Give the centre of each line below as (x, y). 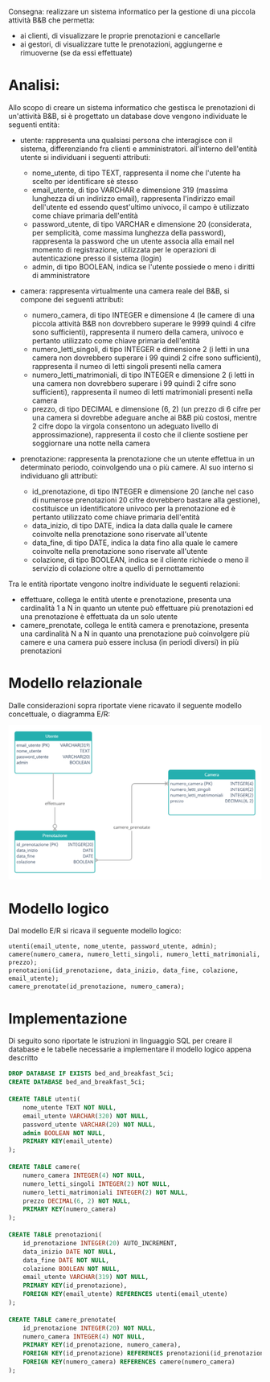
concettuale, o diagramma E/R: (59, 714)
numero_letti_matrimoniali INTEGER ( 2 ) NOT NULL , (106, 1192)
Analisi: (34, 86)
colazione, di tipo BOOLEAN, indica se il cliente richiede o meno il (140, 560)
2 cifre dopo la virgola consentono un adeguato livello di (125, 426)
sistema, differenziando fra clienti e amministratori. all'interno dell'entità (139, 149)
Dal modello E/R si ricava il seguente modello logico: (95, 931)
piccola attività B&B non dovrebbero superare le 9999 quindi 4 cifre (143, 323)
